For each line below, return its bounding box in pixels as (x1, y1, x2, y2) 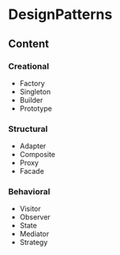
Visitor (19, 204, 41, 214)
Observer (19, 212, 51, 222)
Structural (8, 123, 48, 134)
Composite (19, 150, 56, 159)
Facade (19, 167, 45, 176)
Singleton (19, 87, 51, 96)
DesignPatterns (8, 6, 113, 24)
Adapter (19, 141, 47, 151)
